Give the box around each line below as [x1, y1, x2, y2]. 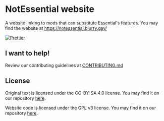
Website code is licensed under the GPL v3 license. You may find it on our [5, 105, 156, 111]
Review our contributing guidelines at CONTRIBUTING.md [5, 62, 123, 68]
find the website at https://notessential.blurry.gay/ [5, 25, 108, 31]
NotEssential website [5, 3, 95, 15]
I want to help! [5, 49, 50, 58]
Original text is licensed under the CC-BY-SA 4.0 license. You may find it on [5, 90, 160, 96]
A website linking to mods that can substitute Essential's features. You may [5, 20, 159, 26]
